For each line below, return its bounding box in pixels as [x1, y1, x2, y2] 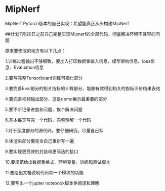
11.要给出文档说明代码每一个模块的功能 [5, 169, 84, 175]
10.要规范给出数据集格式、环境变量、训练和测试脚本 [5, 159, 111, 165]
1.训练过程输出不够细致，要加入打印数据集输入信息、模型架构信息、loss [5, 58, 151, 64]
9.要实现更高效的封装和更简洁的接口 [5, 148, 79, 154]
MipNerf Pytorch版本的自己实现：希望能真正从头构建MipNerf [5, 20, 129, 26]
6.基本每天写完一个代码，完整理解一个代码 [5, 117, 91, 123]
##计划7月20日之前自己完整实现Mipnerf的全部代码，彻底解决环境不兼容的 [5, 31, 156, 37]
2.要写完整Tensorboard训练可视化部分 [5, 75, 83, 81]
